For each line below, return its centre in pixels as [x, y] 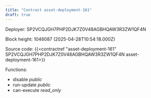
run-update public [32, 85]
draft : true [18, 15]
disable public [27, 79]
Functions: [16, 70]
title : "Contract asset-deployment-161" [49, 10]
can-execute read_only [37, 90]
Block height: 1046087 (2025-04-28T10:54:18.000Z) [60, 39]
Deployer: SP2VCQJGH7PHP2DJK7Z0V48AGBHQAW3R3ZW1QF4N [76, 29]
